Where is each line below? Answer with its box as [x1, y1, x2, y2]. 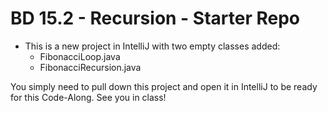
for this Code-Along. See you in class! [10, 91, 167, 103]
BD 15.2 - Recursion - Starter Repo [10, 7, 301, 30]
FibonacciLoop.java [39, 50, 121, 62]
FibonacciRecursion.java [39, 61, 142, 73]
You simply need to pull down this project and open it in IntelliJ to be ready [10, 80, 318, 92]
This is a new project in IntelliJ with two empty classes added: [24, 40, 281, 52]
